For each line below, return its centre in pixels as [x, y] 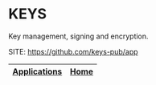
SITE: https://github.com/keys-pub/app [73, 51]
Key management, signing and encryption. [78, 36]
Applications [37, 71]
